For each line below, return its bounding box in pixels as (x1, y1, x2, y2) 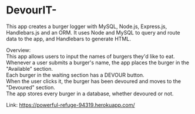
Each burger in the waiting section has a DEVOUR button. (6, 71, 145, 78)
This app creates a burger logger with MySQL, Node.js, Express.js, (6, 23, 167, 30)
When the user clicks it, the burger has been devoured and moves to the (6, 77, 181, 85)
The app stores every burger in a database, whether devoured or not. (6, 90, 174, 97)
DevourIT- (6, 4, 57, 17)
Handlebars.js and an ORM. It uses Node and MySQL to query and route (6, 29, 180, 36)
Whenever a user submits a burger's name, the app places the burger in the (6, 59, 190, 66)
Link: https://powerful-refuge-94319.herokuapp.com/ (6, 101, 135, 108)
